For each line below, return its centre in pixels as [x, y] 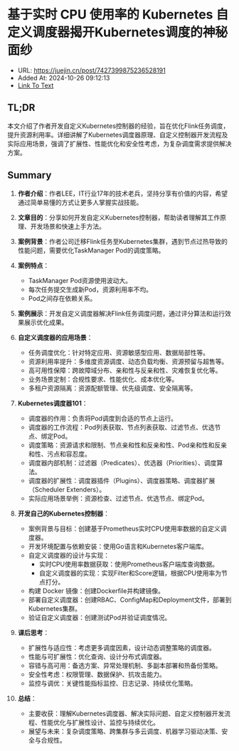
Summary [30, 175]
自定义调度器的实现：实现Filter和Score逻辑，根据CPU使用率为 [130, 572]
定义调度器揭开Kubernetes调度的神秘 [118, 32]
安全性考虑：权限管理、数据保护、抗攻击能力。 [97, 674]
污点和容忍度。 [69, 454]
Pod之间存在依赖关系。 [62, 298]
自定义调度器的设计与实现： [69, 555]
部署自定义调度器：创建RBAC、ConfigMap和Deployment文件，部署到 [130, 600]
